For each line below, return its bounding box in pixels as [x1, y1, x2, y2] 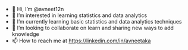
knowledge [11, 31, 40, 38]
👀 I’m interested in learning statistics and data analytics [11, 12, 148, 19]
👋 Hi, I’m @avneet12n [11, 6, 64, 12]
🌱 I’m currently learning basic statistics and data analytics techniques [11, 18, 182, 25]
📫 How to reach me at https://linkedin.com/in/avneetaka [11, 37, 151, 44]
